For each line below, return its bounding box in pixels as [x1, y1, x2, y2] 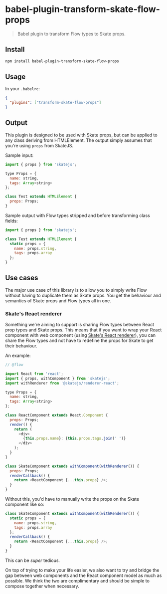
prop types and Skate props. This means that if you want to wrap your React [5, 327, 162, 333]
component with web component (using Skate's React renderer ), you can [5, 332, 156, 338]
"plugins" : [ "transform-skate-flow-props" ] [9, 100, 101, 105]
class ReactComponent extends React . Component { [5, 413, 108, 418]
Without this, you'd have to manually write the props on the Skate [5, 496, 140, 502]
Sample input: [5, 152, 34, 158]
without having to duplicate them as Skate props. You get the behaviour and [5, 292, 161, 298]
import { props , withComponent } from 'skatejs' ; [5, 376, 111, 381]
